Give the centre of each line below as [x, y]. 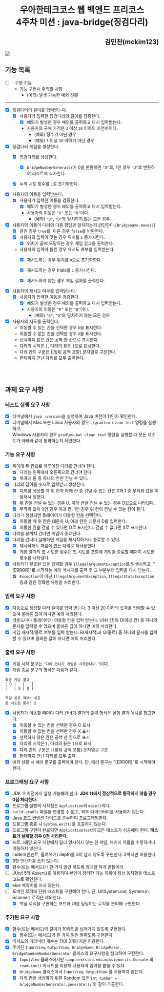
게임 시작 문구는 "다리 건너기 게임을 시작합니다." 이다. [61, 664]
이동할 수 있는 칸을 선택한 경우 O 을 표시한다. [61, 328]
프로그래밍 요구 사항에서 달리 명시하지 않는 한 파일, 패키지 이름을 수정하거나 [84, 842]
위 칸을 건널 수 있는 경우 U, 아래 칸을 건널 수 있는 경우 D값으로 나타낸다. [87, 503]
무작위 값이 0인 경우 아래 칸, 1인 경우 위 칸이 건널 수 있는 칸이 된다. [82, 509]
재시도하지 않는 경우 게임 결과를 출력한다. [66, 280]
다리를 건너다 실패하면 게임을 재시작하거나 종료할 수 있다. [66, 539]
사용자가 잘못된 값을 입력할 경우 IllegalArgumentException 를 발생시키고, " [83, 564]
